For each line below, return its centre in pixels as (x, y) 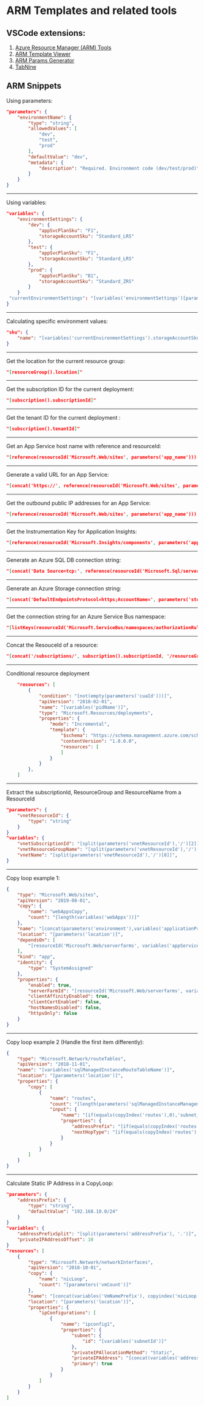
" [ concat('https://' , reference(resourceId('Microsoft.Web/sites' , (93, 486)
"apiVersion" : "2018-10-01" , (65, 1268)
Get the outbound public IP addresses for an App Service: (78, 503)
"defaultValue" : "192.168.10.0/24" (73, 1211)
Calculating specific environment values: (57, 321)
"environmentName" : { (44, 117)
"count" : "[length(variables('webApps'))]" (84, 918)
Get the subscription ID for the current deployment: (70, 389)
